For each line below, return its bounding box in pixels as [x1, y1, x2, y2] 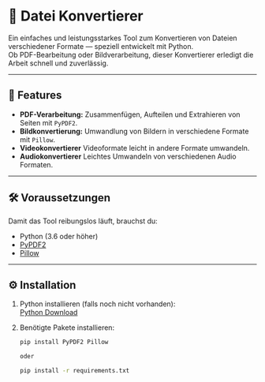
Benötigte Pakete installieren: [19, 323, 115, 332]
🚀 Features [8, 88, 62, 102]
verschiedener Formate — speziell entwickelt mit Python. [8, 41, 194, 51]
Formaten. [19, 159, 54, 169]
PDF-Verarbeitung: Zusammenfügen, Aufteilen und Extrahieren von [19, 110, 241, 119]
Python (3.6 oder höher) [19, 231, 99, 241]
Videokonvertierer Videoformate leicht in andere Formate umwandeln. [19, 143, 250, 152]
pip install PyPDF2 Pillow [19, 339, 109, 346]
